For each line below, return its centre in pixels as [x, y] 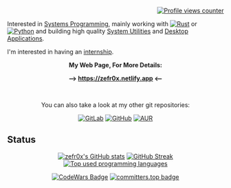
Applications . [26, 38]
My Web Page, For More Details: [115, 65]
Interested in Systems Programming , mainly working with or [102, 24]
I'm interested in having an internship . [60, 52]
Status [22, 140]
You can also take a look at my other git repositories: [115, 105]
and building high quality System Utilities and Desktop [112, 31]
